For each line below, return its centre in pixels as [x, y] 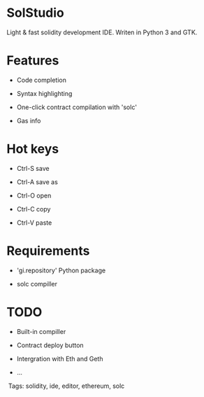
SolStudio [35, 13]
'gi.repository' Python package [61, 270]
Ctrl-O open [34, 195]
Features [33, 61]
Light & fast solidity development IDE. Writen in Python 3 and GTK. [102, 32]
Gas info [29, 120]
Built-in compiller [41, 331]
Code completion [42, 80]
